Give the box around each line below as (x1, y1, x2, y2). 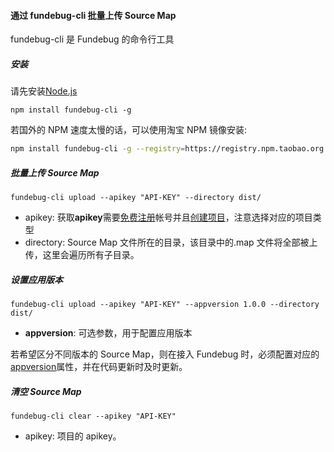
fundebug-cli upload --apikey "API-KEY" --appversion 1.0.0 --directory (10, 299, 320, 309)
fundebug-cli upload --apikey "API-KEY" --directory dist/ (10, 193, 262, 203)
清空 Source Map (10, 385, 82, 397)
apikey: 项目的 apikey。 (24, 430, 122, 442)
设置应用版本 (10, 273, 63, 285)
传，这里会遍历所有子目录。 (24, 249, 140, 261)
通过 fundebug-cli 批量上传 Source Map (10, 9, 177, 21)
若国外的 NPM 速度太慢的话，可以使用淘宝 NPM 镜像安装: (10, 124, 248, 136)
